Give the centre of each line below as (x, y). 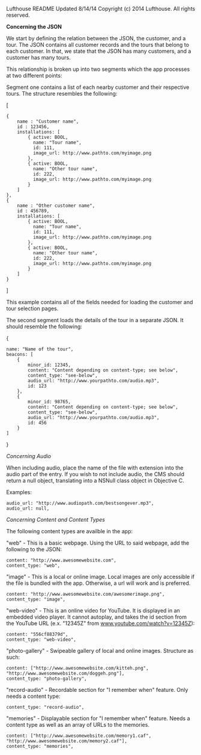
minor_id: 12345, (49, 365)
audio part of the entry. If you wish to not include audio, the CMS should (95, 474)
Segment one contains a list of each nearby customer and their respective (98, 87)
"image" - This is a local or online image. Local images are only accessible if (100, 577)
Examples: (19, 492)
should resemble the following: (44, 326)
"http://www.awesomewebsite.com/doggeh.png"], (65, 673)
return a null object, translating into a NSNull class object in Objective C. (95, 481)
